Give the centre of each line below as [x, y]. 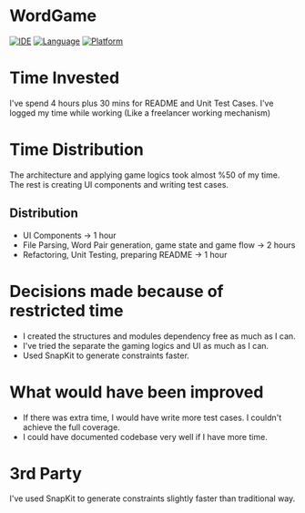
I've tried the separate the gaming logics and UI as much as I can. [146, 345]
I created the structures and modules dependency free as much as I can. [159, 336]
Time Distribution [76, 150]
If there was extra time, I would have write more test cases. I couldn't [152, 417]
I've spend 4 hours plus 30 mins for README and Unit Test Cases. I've [142, 103]
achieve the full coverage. [71, 427]
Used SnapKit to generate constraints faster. [106, 355]
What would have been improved [137, 392]
